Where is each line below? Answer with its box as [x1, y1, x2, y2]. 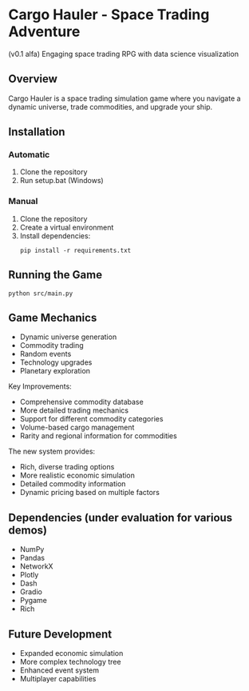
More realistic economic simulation [19, 470, 136, 481]
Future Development [8, 627, 113, 641]
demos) [8, 523, 48, 537]
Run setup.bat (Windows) [19, 176, 104, 186]
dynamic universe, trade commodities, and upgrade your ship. [8, 102, 213, 111]
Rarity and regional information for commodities [19, 431, 177, 441]
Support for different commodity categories [19, 414, 164, 424]
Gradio [19, 587, 42, 597]
